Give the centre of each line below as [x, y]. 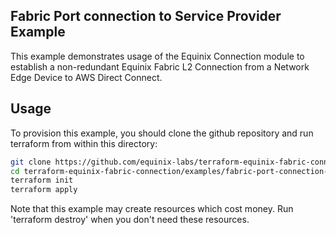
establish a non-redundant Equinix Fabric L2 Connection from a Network [160, 66]
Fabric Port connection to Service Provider [146, 16]
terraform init [42, 180]
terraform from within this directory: [84, 143]
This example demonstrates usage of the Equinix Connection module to [157, 56]
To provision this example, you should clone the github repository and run [162, 133]
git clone [31, 162]
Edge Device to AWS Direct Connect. [86, 77]
